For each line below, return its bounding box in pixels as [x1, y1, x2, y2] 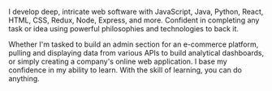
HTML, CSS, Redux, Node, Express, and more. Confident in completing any [8, 15, 260, 25]
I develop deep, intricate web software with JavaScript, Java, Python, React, [8, 7, 264, 16]
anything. [8, 74, 41, 83]
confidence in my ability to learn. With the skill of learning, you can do [8, 65, 242, 75]
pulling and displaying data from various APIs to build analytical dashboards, [8, 48, 265, 57]
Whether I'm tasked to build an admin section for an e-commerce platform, [8, 39, 259, 49]
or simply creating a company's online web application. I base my [8, 56, 227, 66]
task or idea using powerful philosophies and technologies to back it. [8, 24, 240, 33]
